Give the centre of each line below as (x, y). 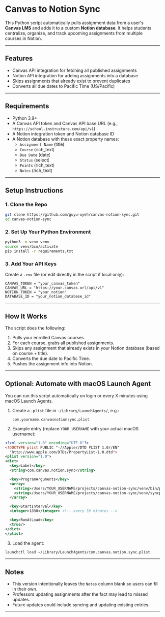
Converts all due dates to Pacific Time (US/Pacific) (63, 86)
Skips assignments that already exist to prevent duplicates (71, 81)
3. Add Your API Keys (31, 263)
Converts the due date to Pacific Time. (51, 358)
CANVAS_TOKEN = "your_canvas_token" (42, 284)
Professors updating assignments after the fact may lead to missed (80, 594)
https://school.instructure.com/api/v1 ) (54, 129)
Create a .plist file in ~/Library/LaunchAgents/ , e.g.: (66, 410)
